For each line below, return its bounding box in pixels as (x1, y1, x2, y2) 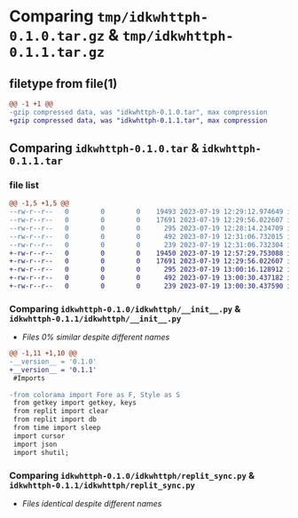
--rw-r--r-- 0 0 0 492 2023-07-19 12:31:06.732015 (9, 232, 284, 241)
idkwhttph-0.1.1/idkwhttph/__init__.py (9, 314, 182, 323)
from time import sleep (12, 424, 101, 433)
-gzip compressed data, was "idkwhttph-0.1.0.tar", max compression (9, 108, 268, 116)
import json (12, 440, 58, 449)
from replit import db (12, 415, 98, 424)
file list (9, 179, 40, 191)
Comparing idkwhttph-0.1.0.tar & (9, 140, 200, 156)
